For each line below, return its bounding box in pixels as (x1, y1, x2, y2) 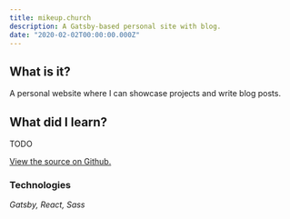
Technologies (9, 178, 71, 191)
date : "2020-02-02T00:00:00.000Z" (9, 30, 141, 39)
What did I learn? (9, 114, 107, 130)
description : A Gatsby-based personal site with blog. (9, 22, 222, 31)
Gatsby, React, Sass (9, 199, 85, 210)
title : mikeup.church (9, 13, 92, 23)
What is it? (9, 64, 71, 79)
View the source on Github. (9, 156, 112, 166)
